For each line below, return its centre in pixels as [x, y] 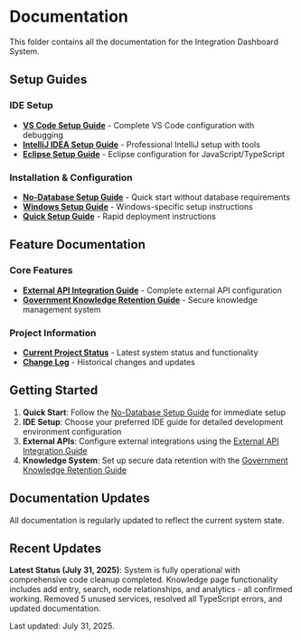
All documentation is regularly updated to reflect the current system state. [147, 520]
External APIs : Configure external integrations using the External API [150, 441]
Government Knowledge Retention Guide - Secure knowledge [140, 299]
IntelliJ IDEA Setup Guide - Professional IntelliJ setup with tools [141, 144]
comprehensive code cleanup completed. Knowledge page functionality [144, 579]
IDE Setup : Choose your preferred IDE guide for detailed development [153, 421]
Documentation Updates [80, 499]
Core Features [41, 270]
